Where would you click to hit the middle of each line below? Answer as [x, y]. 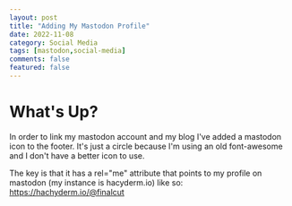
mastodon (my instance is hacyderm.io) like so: [96, 182]
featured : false [39, 68]
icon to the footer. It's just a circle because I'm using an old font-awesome [146, 146]
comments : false [39, 59]
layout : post [34, 17]
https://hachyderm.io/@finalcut [67, 192]
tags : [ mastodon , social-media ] [68, 51]
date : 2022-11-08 [42, 34]
